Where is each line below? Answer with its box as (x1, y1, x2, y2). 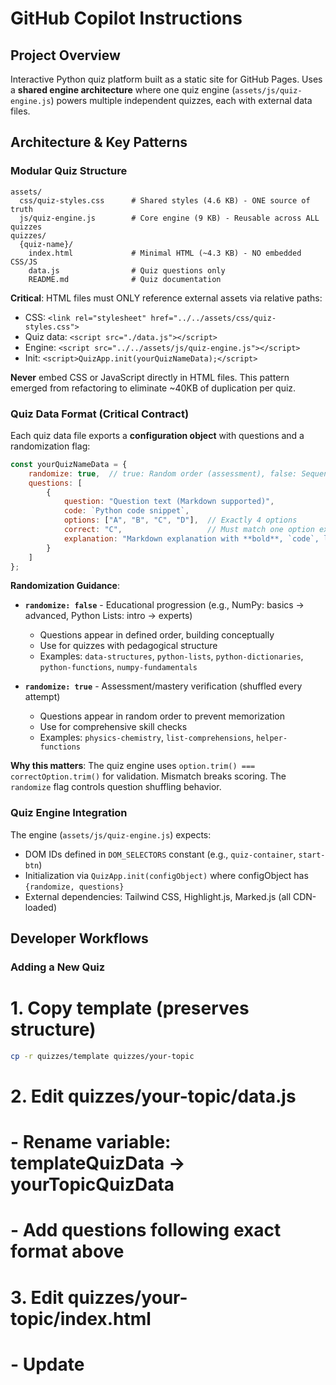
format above (10, 1240, 125, 1263)
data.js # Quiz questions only (28, 265, 226, 276)
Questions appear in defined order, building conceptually (39, 629, 275, 641)
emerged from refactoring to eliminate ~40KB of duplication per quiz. (10, 382, 297, 394)
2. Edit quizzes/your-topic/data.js (10, 1085, 297, 1108)
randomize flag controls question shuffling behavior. (10, 781, 222, 793)
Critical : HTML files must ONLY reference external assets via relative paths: (10, 292, 323, 304)
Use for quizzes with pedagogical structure (39, 640, 218, 652)
